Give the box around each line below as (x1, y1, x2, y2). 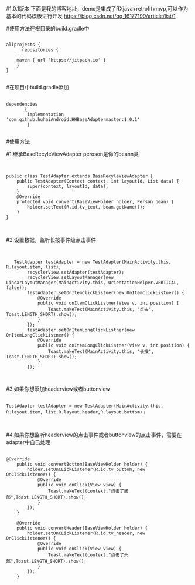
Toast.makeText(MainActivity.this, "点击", (47, 307, 154, 312)
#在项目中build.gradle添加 (6, 84, 69, 90)
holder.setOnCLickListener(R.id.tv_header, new (27, 530, 145, 536)
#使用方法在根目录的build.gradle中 (6, 25, 90, 32)
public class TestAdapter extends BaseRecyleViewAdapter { (6, 173, 153, 179)
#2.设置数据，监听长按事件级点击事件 (6, 237, 97, 243)
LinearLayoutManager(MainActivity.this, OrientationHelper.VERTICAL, (6, 280, 180, 285)
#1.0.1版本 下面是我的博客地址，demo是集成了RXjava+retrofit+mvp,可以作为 (6, 5, 189, 12)
